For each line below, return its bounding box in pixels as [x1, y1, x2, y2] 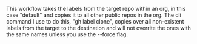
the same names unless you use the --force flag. [6, 31, 129, 38]
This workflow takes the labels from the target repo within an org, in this [6, 5, 186, 12]
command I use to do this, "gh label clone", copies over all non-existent [6, 18, 184, 25]
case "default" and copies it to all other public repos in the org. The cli [6, 11, 182, 19]
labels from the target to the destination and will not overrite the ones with [6, 24, 191, 31]
